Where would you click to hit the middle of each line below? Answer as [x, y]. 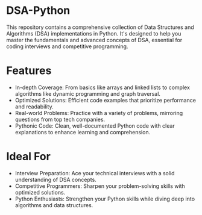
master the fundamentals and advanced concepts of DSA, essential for [94, 40]
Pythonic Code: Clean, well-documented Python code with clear [95, 126]
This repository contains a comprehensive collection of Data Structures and [100, 27]
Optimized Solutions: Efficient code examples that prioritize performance [105, 100]
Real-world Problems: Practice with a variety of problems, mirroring [99, 113]
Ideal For [29, 157]
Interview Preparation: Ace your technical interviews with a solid [95, 173]
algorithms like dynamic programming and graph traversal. [88, 93]
